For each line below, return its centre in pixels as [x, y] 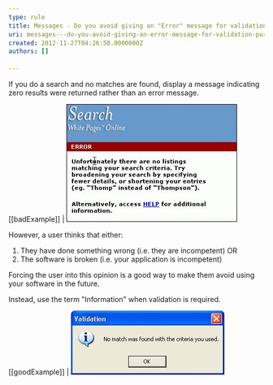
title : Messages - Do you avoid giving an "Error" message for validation [138, 26]
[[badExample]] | [37, 219]
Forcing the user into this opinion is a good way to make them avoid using [132, 275]
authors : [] [28, 52]
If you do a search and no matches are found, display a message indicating [134, 84]
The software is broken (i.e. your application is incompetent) [121, 259]
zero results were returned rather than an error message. [104, 93]
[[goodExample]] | [39, 372]
